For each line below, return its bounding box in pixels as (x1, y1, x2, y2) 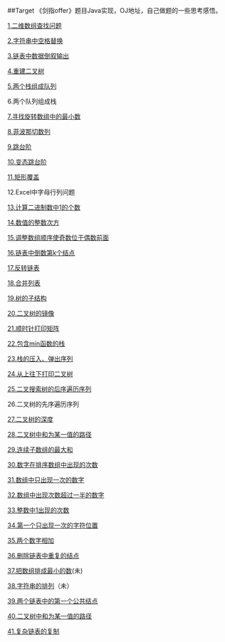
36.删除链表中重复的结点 (7, 552, 80, 559)
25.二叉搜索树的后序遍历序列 (7, 385, 92, 393)
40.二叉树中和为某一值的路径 (7, 612, 93, 620)
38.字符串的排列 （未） (7, 581, 73, 590)
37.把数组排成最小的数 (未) (7, 566, 83, 575)
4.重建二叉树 (7, 67, 45, 75)
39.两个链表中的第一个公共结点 (7, 597, 98, 605)
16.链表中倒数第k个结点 (7, 249, 75, 257)
